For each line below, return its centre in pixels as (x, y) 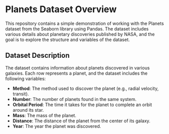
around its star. (28, 110)
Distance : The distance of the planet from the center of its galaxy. (81, 121)
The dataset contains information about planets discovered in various (78, 68)
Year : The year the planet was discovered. (57, 126)
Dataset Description (37, 56)
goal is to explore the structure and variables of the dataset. (68, 40)
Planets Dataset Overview (61, 9)
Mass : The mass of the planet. (45, 115)
